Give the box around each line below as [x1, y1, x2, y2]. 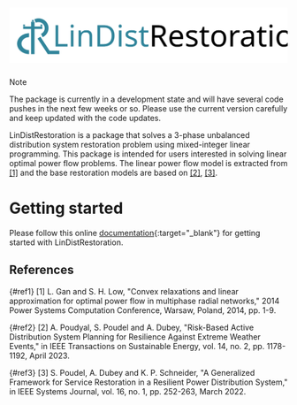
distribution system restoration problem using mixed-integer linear [9, 139, 250, 149]
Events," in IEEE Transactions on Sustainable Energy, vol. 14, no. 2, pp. [9, 340, 265, 351]
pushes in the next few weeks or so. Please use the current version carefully [9, 103, 288, 113]
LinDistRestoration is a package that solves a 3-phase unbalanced [9, 129, 250, 140]
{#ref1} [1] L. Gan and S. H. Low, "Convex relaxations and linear [9, 286, 239, 296]
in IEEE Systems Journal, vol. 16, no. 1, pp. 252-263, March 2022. [9, 386, 247, 396]
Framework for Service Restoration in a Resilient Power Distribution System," [9, 377, 288, 387]
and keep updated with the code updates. [9, 112, 162, 123]
